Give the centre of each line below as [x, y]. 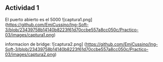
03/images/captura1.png [30, 35]
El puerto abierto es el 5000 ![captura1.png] [49, 19]
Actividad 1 [22, 8]
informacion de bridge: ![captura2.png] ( [45, 44]
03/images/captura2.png [30, 54]
